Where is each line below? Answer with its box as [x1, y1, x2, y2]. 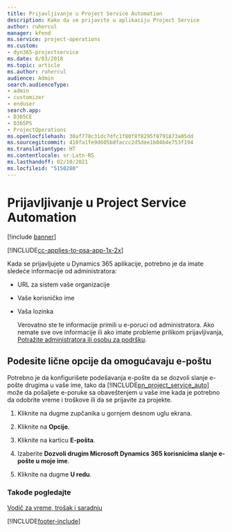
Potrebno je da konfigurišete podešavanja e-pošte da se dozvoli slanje [7, 374, 208, 382]
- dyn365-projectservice [7, 49, 79, 56]
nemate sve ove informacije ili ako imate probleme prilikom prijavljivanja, [17, 327, 224, 336]
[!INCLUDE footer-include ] [7, 517, 81, 525]
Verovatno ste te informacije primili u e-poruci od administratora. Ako [17, 320, 215, 329]
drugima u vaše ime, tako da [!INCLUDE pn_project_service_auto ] [24, 381, 210, 389]
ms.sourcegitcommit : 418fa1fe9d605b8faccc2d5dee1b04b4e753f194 [7, 139, 194, 146]
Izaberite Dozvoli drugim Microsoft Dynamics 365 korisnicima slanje [17, 449, 217, 458]
